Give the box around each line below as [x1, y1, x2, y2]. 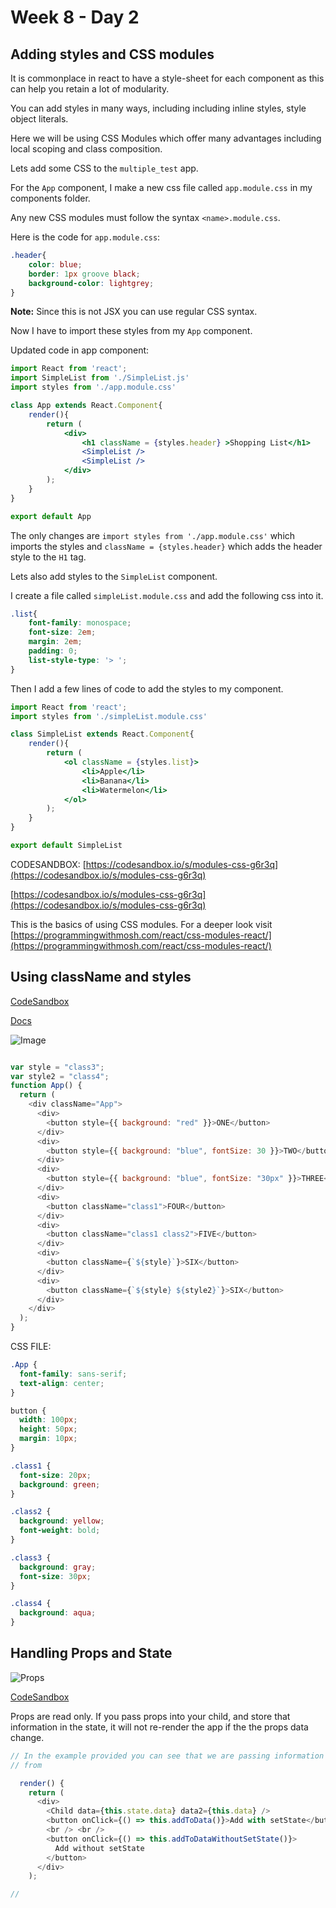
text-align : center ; [19, 1378, 105, 1388]
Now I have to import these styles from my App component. [10, 325, 253, 337]
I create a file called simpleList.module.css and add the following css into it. [10, 589, 324, 601]
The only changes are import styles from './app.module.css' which [10, 529, 296, 541]
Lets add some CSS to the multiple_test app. [10, 162, 199, 174]
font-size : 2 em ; [28, 627, 97, 638]
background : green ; [19, 1479, 101, 1490]
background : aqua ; [19, 1608, 97, 1618]
